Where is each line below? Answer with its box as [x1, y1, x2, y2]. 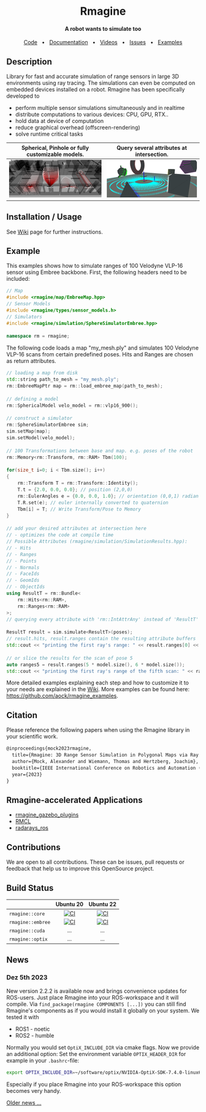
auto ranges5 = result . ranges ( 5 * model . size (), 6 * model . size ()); [6, 662, 185, 668]
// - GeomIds [6, 578, 40, 584]
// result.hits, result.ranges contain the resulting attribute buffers [6, 636, 196, 642]
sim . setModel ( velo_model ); [6, 435, 75, 441]
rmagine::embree [9, 919, 51, 925]
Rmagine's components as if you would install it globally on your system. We [6, 1006, 200, 1014]
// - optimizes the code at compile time [6, 532, 114, 538]
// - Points [6, 558, 37, 564]
